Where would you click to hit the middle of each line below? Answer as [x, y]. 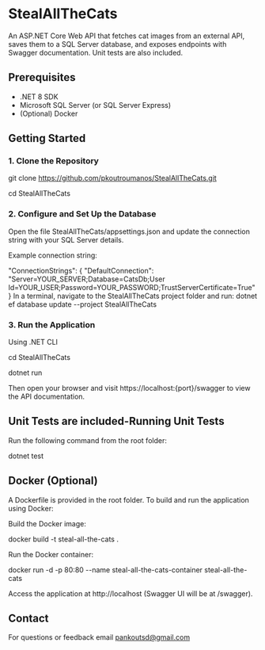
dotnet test [26, 456]
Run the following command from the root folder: [88, 440]
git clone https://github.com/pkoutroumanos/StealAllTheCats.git [113, 178]
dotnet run [25, 373]
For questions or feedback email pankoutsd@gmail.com [99, 637]
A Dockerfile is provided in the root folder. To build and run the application [129, 499]
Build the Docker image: [47, 523]
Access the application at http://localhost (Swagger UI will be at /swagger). [131, 593]
